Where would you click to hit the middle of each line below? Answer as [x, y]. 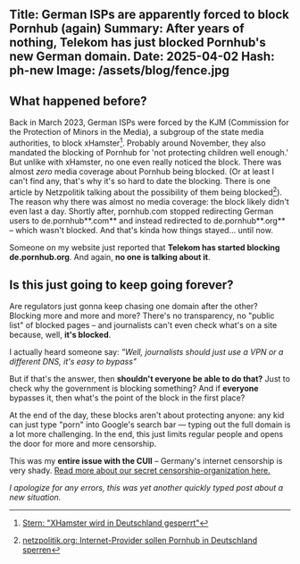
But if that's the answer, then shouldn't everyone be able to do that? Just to [150, 379]
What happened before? [78, 101]
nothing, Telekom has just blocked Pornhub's [137, 42]
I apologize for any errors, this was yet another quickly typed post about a [146, 488]
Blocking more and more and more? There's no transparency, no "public [142, 316]
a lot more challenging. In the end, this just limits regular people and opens [146, 434]
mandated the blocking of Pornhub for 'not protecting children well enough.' [149, 152]
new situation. [35, 497]
